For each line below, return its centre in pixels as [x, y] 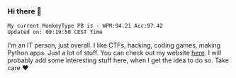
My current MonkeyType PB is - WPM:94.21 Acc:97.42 [85, 26]
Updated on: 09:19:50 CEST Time [55, 32]
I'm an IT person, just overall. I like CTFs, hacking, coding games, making [114, 45]
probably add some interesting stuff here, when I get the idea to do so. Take [118, 60]
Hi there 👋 [25, 11]
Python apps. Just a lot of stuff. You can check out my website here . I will [114, 53]
